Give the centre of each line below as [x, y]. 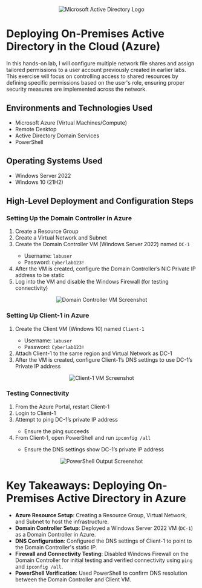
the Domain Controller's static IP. [56, 547]
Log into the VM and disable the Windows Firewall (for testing [92, 282]
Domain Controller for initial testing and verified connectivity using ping [104, 560]
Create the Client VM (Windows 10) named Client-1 [80, 328]
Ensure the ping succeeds [57, 431]
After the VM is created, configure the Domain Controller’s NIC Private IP [106, 269]
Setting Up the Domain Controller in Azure [69, 218]
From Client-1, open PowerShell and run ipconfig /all [83, 437]
